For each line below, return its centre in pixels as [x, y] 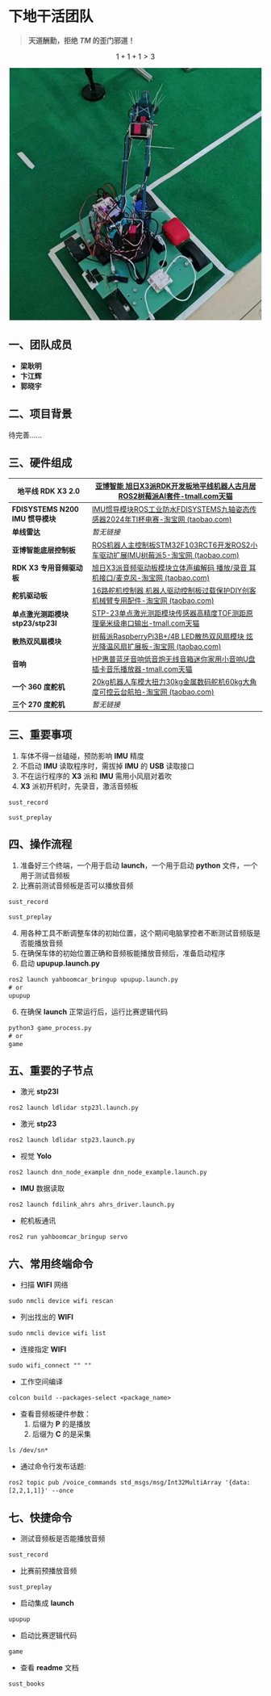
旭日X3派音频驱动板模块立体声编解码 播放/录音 [169, 567]
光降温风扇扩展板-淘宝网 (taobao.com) [156, 646]
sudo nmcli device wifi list [57, 1334]
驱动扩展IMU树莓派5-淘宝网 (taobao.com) [169, 555]
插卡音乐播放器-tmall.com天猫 [142, 669]
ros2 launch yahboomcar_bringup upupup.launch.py [94, 979]
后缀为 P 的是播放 [61, 1424]
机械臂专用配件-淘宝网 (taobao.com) [153, 601]
